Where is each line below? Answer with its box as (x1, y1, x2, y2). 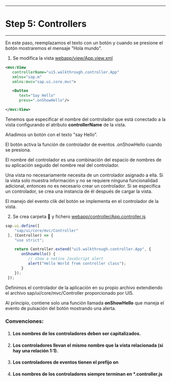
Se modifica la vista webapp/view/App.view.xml (12, 55, 113, 61)
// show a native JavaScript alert (27, 256, 103, 262)
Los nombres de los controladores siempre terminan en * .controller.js (12, 371, 163, 377)
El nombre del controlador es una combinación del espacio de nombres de (5, 157, 162, 163)
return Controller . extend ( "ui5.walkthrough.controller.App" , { (14, 247, 152, 252)
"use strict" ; (14, 238, 44, 243)
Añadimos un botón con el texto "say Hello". (5, 131, 98, 138)
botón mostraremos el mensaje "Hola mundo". (5, 45, 102, 51)
